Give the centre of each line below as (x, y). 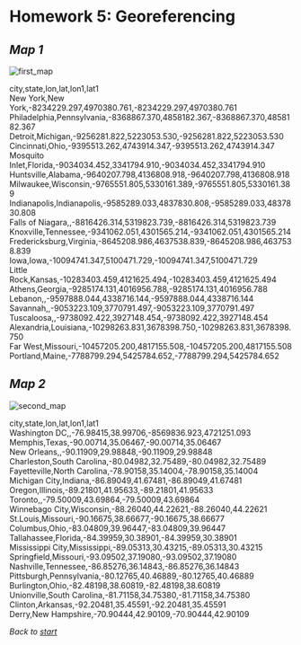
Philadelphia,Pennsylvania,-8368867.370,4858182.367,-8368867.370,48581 (150, 117)
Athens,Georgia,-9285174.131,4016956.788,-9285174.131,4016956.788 (138, 289)
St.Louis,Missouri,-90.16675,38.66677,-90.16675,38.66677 (117, 518)
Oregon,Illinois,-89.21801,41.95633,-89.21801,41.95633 (111, 490)
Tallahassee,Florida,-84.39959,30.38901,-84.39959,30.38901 (123, 537)
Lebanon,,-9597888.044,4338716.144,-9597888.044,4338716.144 (132, 299)
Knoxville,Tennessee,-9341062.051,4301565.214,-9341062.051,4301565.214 (150, 232)
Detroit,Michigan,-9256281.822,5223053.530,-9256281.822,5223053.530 (147, 136)
